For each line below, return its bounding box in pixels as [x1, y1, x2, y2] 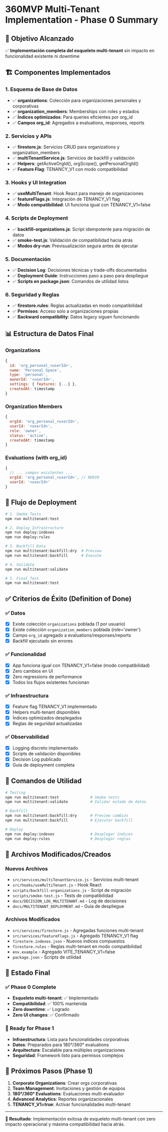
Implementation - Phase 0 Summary [5, 14, 158, 26]
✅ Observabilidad [5, 734, 49, 741]
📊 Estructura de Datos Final [5, 329, 94, 338]
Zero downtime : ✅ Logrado [12, 1006, 70, 1012]
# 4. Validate [5, 562, 35, 567]
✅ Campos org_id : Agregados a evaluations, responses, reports [12, 120, 144, 126]
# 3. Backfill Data [5, 544, 46, 549]
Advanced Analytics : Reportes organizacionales [12, 1096, 113, 1102]
